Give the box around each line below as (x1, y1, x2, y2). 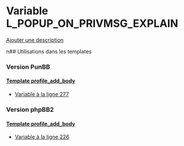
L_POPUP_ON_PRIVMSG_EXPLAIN (6, 17, 179, 30)
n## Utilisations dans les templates (6, 47, 92, 55)
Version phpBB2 (6, 105, 55, 113)
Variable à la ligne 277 (14, 91, 69, 98)
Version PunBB (6, 62, 50, 71)
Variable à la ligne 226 (14, 134, 69, 141)
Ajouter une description (6, 36, 64, 43)
